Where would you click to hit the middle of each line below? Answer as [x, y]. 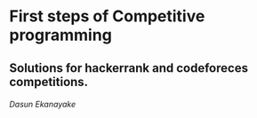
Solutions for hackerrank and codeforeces [129, 68]
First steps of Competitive [107, 16]
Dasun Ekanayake [43, 105]
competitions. [49, 82]
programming [61, 35]
